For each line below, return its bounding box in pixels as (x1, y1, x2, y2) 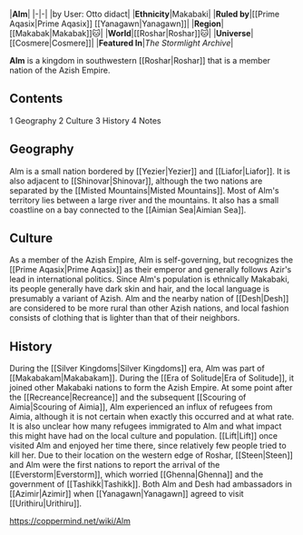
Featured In (98, 37, 143, 48)
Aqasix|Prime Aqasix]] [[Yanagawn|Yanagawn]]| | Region (9, 18, 221, 29)
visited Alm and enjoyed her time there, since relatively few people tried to (9, 441, 288, 451)
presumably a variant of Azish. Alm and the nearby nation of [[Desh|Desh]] (9, 293, 289, 304)
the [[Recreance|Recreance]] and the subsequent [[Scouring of (9, 391, 247, 403)
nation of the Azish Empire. (9, 64, 111, 75)
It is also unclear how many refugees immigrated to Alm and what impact (9, 421, 282, 431)
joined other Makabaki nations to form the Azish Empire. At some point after (9, 382, 293, 393)
